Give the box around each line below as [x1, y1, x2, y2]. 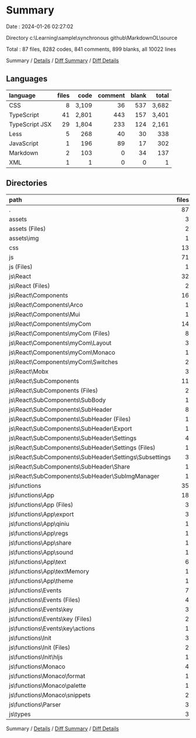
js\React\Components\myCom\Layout [9, 339, 112, 347]
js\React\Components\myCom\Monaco [9, 348, 116, 356]
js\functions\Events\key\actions [9, 624, 95, 633]
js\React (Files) [9, 282, 51, 290]
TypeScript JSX [9, 120, 52, 128]
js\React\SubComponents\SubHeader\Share [9, 462, 130, 470]
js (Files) [9, 262, 33, 271]
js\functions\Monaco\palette [9, 681, 86, 689]
